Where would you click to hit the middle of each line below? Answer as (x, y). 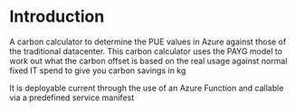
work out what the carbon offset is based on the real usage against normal (148, 61)
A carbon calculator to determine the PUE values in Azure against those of (148, 42)
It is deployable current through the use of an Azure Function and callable (147, 88)
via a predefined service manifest (72, 98)
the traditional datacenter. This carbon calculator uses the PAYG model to (146, 51)
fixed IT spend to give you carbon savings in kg (98, 70)
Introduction (57, 17)
